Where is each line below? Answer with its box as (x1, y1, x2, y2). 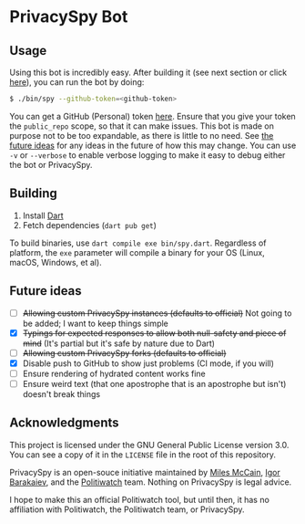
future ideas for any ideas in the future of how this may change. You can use (9, 140, 297, 151)
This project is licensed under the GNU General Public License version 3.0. (9, 439, 290, 450)
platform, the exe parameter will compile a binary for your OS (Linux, (9, 246, 266, 257)
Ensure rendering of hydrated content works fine (22, 368, 207, 379)
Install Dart (22, 210, 64, 221)
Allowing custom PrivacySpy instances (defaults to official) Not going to (22, 308, 292, 319)
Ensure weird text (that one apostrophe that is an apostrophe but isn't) (22, 378, 287, 389)
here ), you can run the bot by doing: (9, 77, 145, 88)
